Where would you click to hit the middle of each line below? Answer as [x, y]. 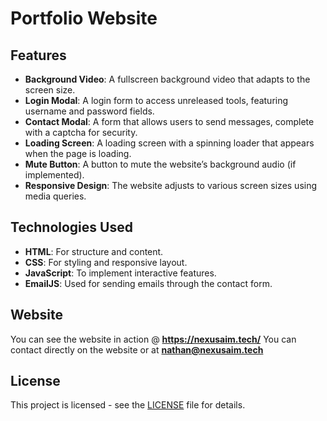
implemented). [54, 175]
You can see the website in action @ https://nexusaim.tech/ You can [153, 339]
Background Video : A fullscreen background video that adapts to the [167, 79]
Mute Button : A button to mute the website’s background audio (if [160, 164]
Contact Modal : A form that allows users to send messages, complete [169, 121]
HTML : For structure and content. [94, 251]
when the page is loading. [78, 153]
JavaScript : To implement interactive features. [120, 273]
